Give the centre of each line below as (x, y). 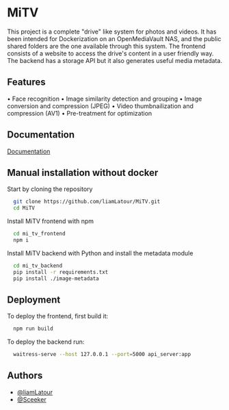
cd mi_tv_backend (38, 266)
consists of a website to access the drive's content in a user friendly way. (110, 53)
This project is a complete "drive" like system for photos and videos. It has (112, 31)
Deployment (34, 299)
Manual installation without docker (83, 172)
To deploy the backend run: (46, 342)
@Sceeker (31, 399)
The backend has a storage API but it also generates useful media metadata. (115, 60)
